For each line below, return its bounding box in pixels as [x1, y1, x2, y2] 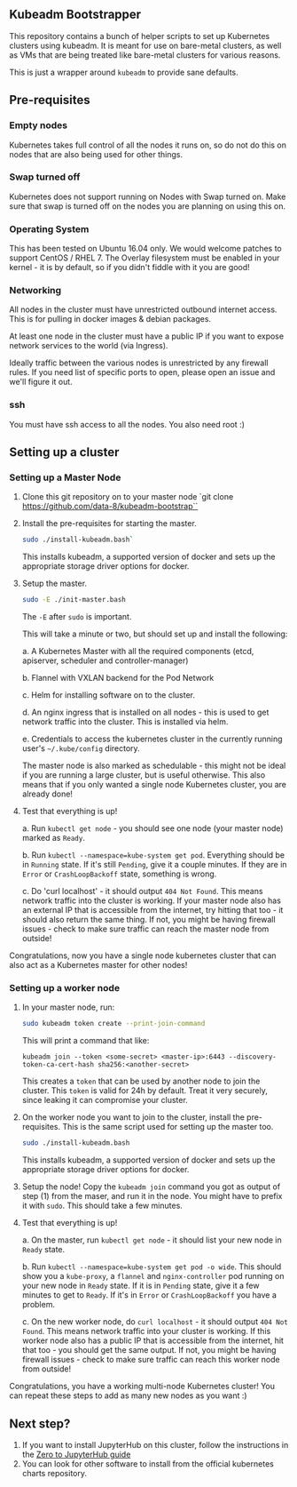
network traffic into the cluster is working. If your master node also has [21, 895, 282, 906]
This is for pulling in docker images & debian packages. [9, 314, 211, 324]
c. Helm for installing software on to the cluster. [21, 690, 195, 700]
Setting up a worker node [9, 982, 121, 995]
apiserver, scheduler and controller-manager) [21, 655, 189, 666]
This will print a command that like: [21, 1035, 150, 1046]
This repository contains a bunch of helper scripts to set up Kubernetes [9, 30, 270, 41]
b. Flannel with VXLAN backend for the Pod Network [21, 673, 215, 684]
